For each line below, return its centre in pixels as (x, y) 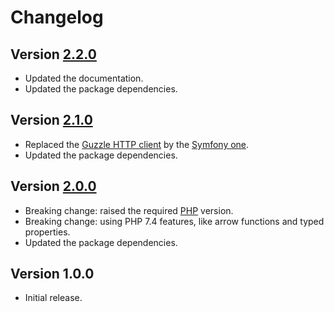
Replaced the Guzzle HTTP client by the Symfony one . (137, 144)
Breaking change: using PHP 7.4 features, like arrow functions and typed (174, 221)
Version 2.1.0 (51, 120)
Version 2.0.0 (53, 186)
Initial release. (53, 298)
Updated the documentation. (84, 78)
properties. (47, 232)
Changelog (57, 17)
